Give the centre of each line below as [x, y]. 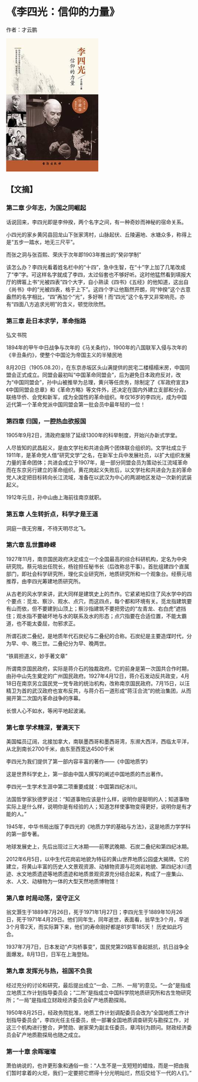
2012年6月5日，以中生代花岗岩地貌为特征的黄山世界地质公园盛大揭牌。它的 [98, 859]
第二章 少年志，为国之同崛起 [46, 208]
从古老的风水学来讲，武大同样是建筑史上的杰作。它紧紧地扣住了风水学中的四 [99, 594]
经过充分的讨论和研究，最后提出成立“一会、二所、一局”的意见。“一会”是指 [96, 985]
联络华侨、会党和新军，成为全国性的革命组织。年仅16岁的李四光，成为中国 [97, 397]
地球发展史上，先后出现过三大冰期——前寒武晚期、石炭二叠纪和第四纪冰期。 [99, 846]
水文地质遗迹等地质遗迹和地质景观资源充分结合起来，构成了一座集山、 [101, 874]
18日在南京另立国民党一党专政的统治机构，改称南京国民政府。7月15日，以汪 [98, 683]
